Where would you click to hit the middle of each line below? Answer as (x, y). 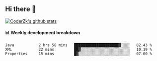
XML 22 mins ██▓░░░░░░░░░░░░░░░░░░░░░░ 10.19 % (79, 50)
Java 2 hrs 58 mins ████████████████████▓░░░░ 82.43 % (79, 45)
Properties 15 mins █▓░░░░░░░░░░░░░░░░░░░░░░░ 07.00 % (79, 54)
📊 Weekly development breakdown (43, 33)
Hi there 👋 (21, 9)
